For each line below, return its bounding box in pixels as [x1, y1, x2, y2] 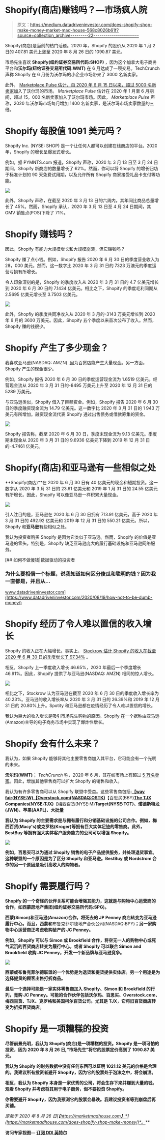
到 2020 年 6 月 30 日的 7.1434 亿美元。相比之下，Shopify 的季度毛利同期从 [5, 285, 158, 291]
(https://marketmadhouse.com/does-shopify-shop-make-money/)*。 [5, 1119, 146, 1125]
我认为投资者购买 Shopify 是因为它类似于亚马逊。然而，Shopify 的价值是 [5, 534, 152, 540]
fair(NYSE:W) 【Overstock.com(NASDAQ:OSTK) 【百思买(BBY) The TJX [5, 794, 151, 800]
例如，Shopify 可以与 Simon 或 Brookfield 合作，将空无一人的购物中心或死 [5, 937, 156, 943]
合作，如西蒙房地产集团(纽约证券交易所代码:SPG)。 [5, 904, 109, 910]
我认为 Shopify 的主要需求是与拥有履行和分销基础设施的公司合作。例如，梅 [5, 817, 157, 823]
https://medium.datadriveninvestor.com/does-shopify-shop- [30, 22, 153, 28]
